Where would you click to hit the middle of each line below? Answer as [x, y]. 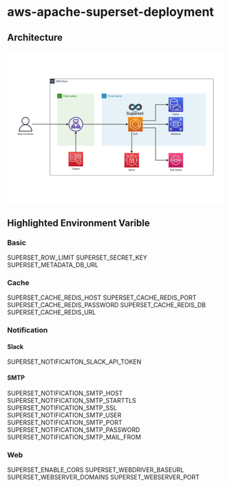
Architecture [35, 38]
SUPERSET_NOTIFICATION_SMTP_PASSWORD [74, 429]
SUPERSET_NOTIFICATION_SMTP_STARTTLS [72, 400]
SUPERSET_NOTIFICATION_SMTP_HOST [65, 393]
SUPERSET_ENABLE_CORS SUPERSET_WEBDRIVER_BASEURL [96, 470]
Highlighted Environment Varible [79, 223]
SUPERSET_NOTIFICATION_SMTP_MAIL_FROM [74, 437]
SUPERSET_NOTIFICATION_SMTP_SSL [62, 408]
